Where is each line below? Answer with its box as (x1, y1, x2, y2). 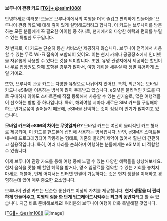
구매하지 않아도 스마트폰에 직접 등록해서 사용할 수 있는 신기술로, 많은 (10, 93, 144, 99)
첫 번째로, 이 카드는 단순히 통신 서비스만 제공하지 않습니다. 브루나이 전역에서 (5, 45, 153, 51)
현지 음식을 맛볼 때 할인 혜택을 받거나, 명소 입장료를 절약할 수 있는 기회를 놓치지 (5, 165, 160, 170)
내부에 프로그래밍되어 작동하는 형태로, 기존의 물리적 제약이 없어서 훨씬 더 (5, 135, 146, 141)
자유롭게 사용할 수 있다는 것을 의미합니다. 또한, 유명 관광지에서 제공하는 (10, 58, 149, 63)
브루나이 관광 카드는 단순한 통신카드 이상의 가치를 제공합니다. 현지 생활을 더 (5, 188, 151, 193)
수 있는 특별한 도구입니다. (5, 35, 55, 40)
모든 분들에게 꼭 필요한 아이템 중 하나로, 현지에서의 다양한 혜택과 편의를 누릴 (14, 28, 162, 34)
